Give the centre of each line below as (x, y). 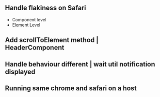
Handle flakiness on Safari (46, 8)
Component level (29, 19)
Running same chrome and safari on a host (71, 88)
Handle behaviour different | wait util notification (80, 64)
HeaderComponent (35, 48)
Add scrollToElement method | (52, 40)
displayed (20, 72)
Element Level (26, 25)
